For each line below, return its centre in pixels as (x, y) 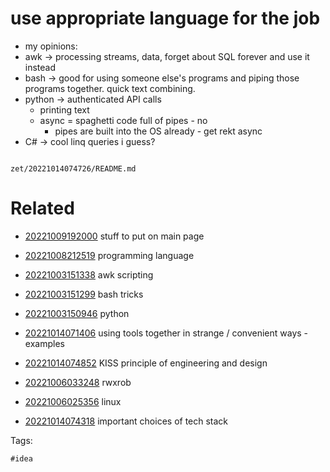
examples (44, 343)
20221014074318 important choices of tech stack (126, 421)
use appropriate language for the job (165, 18)
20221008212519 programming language (109, 255)
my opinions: (51, 46)
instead (40, 67)
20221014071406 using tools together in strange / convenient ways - (166, 333)
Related (42, 208)
